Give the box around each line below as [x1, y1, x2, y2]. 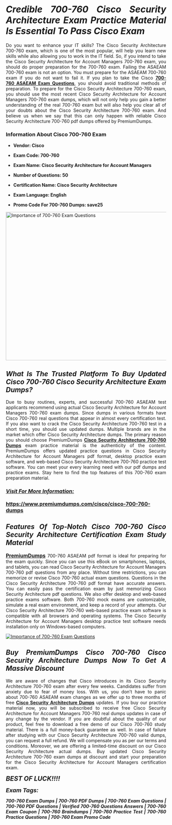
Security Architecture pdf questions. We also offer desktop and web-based [6, 591, 166, 597]
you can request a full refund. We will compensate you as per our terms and [6, 737, 166, 743]
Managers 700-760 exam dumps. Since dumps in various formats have [6, 410, 166, 416]
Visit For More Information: [6, 488, 74, 495]
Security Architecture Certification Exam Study [6, 530, 166, 539]
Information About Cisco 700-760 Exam [6, 131, 106, 138]
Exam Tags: [6, 786, 39, 794]
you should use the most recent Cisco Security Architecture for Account [6, 91, 166, 97]
